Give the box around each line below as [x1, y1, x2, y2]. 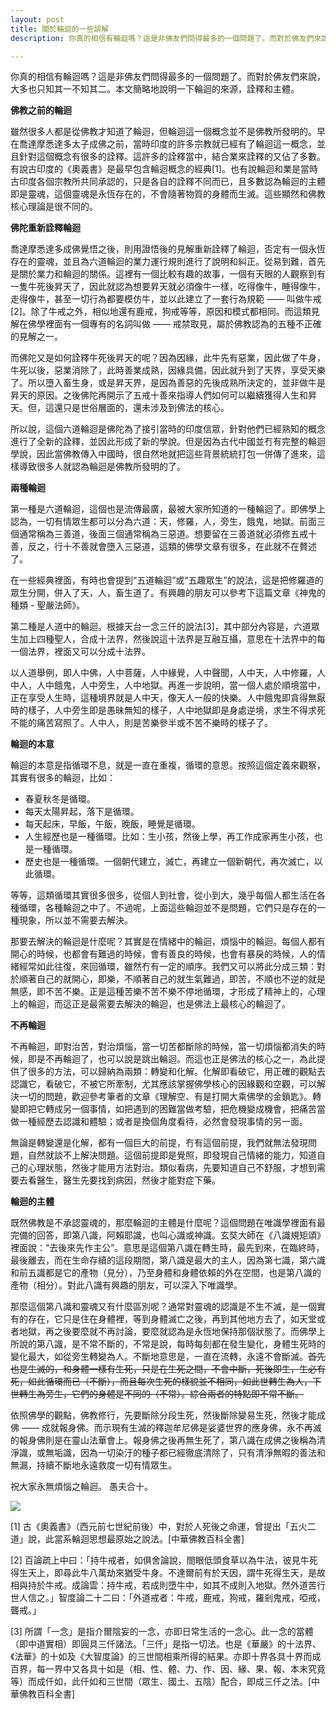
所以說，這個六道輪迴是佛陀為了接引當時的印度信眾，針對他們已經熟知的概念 [10, 423, 326, 435]
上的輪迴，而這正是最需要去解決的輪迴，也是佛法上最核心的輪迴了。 [10, 998, 291, 1010]
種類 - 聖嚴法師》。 [10, 599, 86, 611]
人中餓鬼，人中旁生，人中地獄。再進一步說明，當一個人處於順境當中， [36, 679, 326, 691]
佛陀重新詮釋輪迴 [10, 222, 81, 234]
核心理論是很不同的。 [10, 201, 98, 213]
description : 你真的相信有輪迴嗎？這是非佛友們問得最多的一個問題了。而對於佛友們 [10, 33, 315, 43]
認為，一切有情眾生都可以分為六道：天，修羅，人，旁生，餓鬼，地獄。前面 [10, 516, 317, 528]
